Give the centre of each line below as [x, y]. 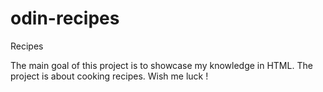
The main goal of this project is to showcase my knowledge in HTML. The [161, 65]
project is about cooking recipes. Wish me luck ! [109, 76]
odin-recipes [65, 18]
